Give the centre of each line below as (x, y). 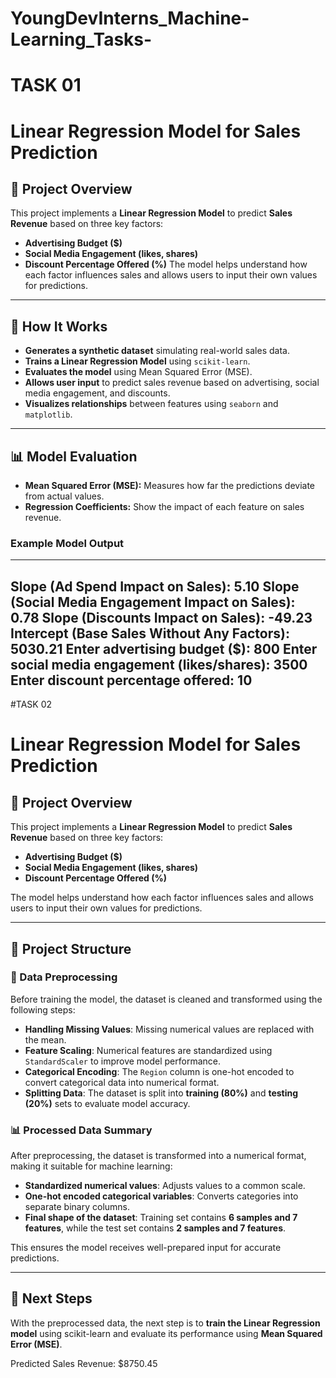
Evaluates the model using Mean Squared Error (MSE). (138, 372)
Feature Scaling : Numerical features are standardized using (148, 1050)
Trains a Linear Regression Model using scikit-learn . (137, 361)
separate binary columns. (77, 1207)
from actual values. (64, 496)
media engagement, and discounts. (97, 393)
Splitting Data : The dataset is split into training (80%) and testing (161, 1093)
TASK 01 (46, 85)
